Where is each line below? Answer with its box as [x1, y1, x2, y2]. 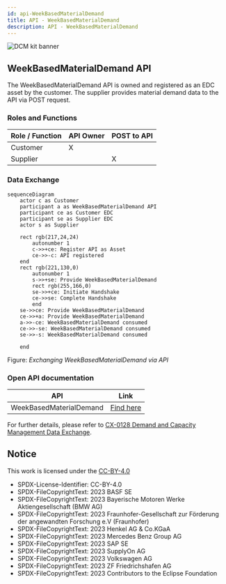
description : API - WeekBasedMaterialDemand [7, 23, 138, 30]
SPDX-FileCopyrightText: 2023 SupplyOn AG [17, 546, 146, 555]
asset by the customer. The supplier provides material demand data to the [7, 89, 219, 97]
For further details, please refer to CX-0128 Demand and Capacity [7, 421, 196, 429]
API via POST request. [7, 95, 71, 105]
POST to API [111, 131, 153, 141]
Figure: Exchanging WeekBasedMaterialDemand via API [7, 355, 169, 364]
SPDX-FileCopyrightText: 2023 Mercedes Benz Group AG [17, 532, 182, 540]
